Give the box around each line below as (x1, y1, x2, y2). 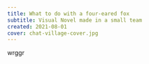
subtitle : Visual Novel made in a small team (7, 17, 142, 24)
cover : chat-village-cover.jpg (7, 29, 99, 37)
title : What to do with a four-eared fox (7, 10, 130, 17)
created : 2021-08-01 (7, 23, 68, 30)
